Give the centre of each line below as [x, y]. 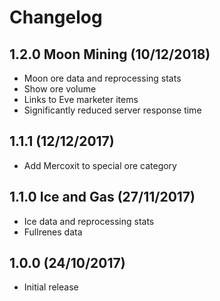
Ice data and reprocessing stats [89, 221]
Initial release [51, 287]
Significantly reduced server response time [112, 110]
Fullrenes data [53, 232]
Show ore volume [60, 89]
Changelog [56, 17]
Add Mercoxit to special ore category [100, 165]
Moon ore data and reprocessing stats [102, 78]
